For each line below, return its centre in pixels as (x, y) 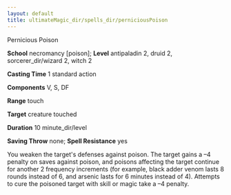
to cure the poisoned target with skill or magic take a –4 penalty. (98, 183)
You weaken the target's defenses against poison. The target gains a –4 (109, 154)
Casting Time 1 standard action (52, 74)
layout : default (30, 13)
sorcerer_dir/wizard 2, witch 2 (50, 60)
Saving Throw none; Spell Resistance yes (67, 141)
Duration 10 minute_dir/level (47, 127)
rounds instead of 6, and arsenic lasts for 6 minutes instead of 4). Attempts (114, 176)
